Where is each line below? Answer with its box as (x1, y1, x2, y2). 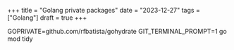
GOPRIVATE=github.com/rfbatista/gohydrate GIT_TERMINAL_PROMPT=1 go (7, 27, 227, 35)
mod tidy (7, 35, 33, 43)
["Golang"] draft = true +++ (7, 13, 87, 22)
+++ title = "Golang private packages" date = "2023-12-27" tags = (7, 6, 201, 14)
